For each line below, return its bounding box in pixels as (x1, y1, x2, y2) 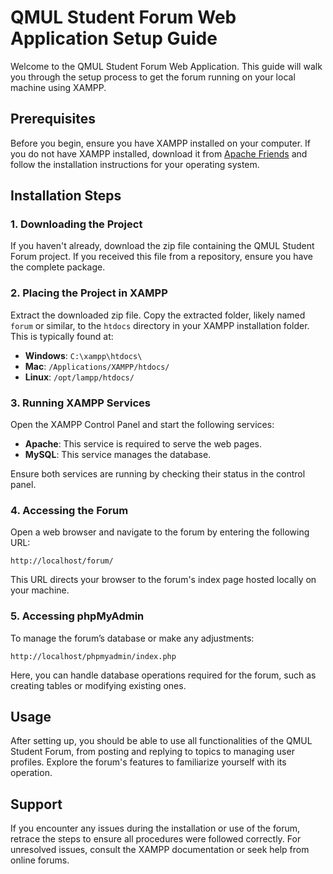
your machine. (10, 584, 70, 596)
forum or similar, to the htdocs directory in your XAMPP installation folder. (10, 319, 310, 331)
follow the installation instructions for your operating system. (10, 158, 260, 170)
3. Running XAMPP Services (10, 396, 151, 410)
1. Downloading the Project (10, 217, 143, 231)
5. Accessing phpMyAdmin (10, 609, 145, 623)
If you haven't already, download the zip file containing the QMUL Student (10, 240, 315, 252)
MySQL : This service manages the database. (24, 449, 212, 461)
